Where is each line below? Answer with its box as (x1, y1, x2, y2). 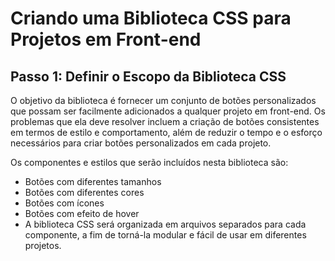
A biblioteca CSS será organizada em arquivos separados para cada (24, 218, 307, 230)
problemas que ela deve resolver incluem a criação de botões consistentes (10, 116, 320, 127)
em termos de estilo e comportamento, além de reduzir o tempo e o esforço (10, 127, 323, 138)
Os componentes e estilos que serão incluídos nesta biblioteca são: (10, 157, 289, 168)
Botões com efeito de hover (24, 208, 140, 219)
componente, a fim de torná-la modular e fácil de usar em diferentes (24, 229, 307, 241)
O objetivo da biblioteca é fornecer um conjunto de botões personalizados (10, 95, 317, 106)
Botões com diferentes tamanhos (24, 176, 162, 187)
